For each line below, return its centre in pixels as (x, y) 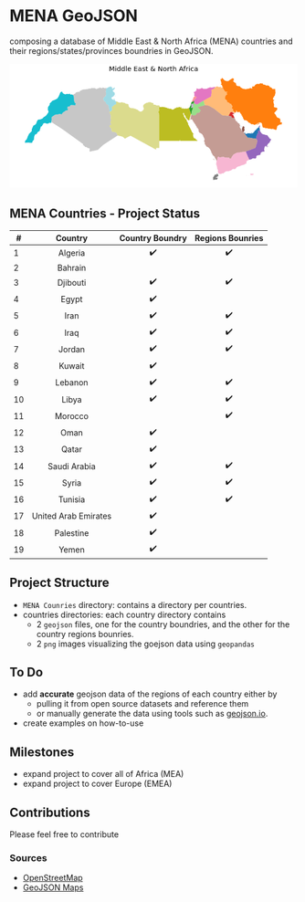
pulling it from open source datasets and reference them (142, 704)
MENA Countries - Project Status (105, 213)
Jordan (71, 349)
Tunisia (72, 499)
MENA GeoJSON (74, 16)
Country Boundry (153, 237)
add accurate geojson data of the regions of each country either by (150, 694)
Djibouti (72, 282)
